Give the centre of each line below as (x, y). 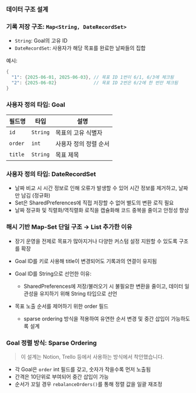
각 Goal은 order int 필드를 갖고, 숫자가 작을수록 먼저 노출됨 (83, 369)
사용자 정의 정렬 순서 (82, 144)
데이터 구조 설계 (27, 9)
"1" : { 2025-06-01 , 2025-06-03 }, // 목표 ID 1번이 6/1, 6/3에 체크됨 (93, 77)
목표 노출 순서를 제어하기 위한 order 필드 (62, 306)
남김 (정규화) (36, 196)
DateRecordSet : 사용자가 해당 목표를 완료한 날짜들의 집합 (80, 48)
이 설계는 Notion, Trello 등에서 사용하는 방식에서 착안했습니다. (92, 356)
